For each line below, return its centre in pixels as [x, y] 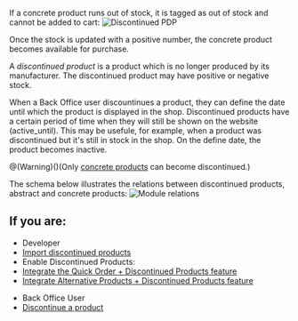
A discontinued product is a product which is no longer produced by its [139, 66]
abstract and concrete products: [68, 193]
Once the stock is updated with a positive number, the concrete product [141, 40]
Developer [41, 243]
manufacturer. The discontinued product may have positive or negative [139, 76]
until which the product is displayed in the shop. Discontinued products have [149, 112]
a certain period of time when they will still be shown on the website [134, 121]
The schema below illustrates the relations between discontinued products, [147, 184]
